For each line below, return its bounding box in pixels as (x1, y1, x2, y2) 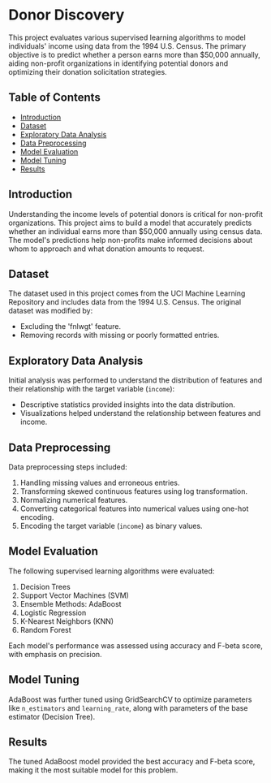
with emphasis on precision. (8, 649, 103, 659)
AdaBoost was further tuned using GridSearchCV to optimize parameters (8, 694, 252, 704)
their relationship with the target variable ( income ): (8, 384, 175, 394)
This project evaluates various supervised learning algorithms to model (8, 32, 246, 42)
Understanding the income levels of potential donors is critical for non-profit (8, 209, 264, 218)
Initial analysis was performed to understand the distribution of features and (8, 375, 263, 385)
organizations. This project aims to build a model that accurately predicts (8, 218, 252, 227)
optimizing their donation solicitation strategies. (8, 67, 168, 76)
